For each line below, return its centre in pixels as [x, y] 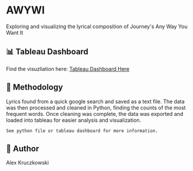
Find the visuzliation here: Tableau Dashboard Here [68, 69]
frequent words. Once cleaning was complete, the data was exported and [95, 114]
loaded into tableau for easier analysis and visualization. [74, 120]
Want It [15, 32]
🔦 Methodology [35, 88]
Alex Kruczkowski [27, 163]
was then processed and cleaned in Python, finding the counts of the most [96, 107]
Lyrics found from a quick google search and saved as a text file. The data [96, 101]
